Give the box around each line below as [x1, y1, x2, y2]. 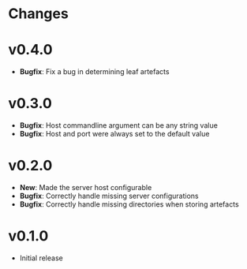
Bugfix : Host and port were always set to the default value [19, 129, 210, 139]
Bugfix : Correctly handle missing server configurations [19, 191, 199, 200]
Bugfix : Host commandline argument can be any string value [19, 121, 219, 130]
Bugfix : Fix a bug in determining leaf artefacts [19, 67, 170, 77]
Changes [8, 5, 69, 23]
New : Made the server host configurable [19, 183, 152, 192]
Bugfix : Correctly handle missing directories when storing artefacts [19, 200, 239, 209]
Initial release [19, 253, 63, 263]
